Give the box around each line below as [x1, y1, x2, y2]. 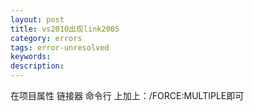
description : [10, 61, 65, 71]
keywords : [10, 52, 52, 62]
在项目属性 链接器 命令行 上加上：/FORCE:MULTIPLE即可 [10, 90, 245, 101]
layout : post [10, 14, 65, 25]
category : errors [10, 33, 83, 43]
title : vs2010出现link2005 [10, 24, 120, 34]
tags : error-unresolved [10, 42, 110, 53]
